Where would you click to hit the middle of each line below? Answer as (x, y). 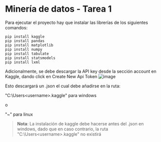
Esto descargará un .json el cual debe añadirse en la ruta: (63, 86)
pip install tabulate (27, 54)
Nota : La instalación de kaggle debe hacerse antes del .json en (80, 123)
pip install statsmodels (30, 58)
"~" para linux (19, 114)
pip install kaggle (25, 37)
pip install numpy (24, 49)
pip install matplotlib (29, 45)
